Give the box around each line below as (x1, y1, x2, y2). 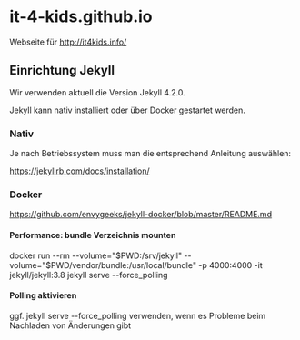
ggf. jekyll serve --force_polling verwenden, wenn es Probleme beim (9, 310, 266, 321)
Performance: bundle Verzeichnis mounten (9, 229, 176, 240)
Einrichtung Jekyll (9, 63, 115, 78)
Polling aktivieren (9, 290, 77, 301)
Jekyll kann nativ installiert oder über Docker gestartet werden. (9, 105, 245, 115)
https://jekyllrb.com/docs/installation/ (9, 165, 150, 176)
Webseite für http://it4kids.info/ (9, 36, 127, 47)
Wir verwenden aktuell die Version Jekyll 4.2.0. (9, 86, 186, 97)
